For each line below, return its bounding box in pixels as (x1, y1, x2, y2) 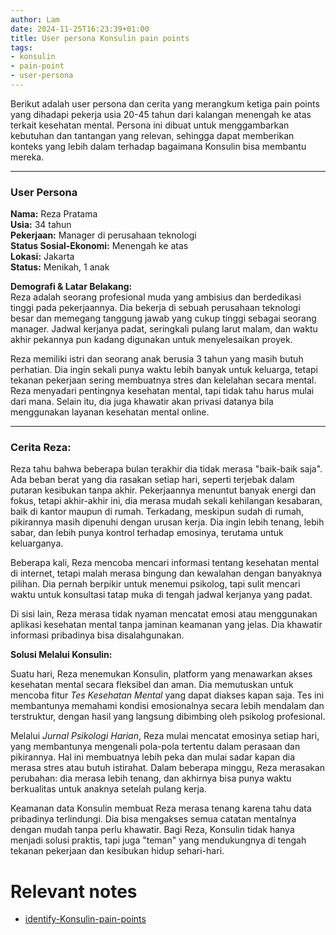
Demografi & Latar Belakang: (10, 281, 133, 293)
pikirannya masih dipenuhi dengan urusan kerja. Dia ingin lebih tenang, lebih (10, 516, 325, 528)
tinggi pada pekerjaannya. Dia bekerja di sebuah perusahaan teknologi (10, 302, 301, 314)
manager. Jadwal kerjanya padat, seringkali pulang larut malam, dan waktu (10, 323, 318, 335)
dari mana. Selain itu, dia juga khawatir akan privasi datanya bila (10, 396, 274, 408)
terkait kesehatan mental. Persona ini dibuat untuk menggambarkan (10, 119, 290, 131)
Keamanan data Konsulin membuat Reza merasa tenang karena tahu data (10, 802, 312, 815)
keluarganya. (10, 537, 64, 550)
